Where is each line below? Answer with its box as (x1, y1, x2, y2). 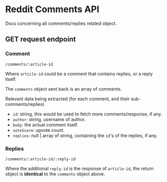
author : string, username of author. (12, 116, 86, 122)
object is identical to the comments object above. (5, 171, 105, 177)
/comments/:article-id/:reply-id (5, 156, 76, 162)
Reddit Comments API (5, 4, 100, 15)
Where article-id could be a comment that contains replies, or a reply (5, 70, 153, 77)
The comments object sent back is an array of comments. (5, 86, 122, 92)
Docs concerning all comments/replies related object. (5, 20, 117, 26)
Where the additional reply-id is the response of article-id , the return (5, 165, 154, 171)
